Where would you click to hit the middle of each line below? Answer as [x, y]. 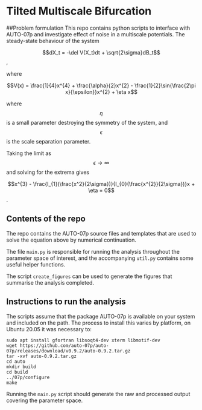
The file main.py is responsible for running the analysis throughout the [93, 251]
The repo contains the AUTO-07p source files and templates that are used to [101, 233]
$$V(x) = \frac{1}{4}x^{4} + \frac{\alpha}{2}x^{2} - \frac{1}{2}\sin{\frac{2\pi [101, 85]
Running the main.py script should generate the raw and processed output [98, 394]
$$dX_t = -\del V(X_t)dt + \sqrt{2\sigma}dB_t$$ [101, 52]
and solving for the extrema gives [48, 172]
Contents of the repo [46, 219]
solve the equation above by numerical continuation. [71, 240]
